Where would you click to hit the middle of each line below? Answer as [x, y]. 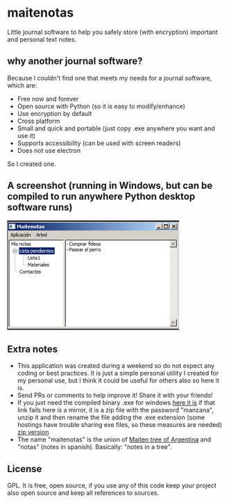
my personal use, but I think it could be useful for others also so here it [118, 380]
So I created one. [32, 164]
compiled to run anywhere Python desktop [101, 197]
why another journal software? [75, 61]
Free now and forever [48, 99]
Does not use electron [49, 150]
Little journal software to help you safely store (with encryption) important [113, 32]
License [25, 469]
